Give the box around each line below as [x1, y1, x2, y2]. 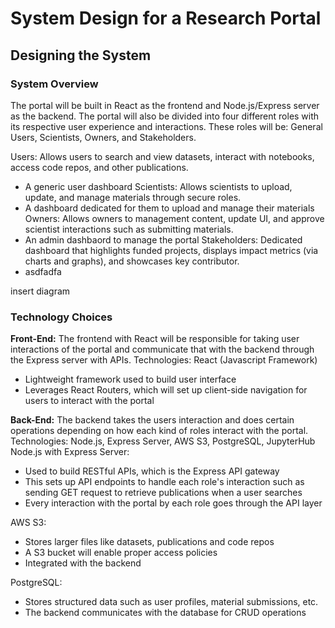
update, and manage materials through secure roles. [24, 191, 242, 203]
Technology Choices [10, 310, 113, 324]
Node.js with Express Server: [10, 446, 130, 458]
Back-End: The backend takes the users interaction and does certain [10, 414, 295, 426]
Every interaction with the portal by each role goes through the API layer [24, 497, 323, 509]
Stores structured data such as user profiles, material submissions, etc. [24, 596, 319, 608]
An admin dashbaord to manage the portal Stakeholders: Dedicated [24, 233, 303, 246]
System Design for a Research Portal [10, 7, 322, 30]
